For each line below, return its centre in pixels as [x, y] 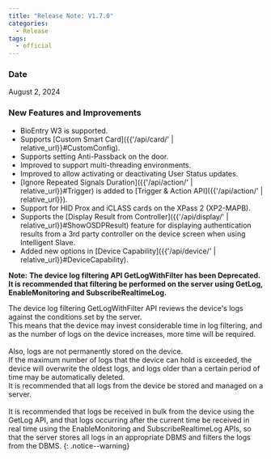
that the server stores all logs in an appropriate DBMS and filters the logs [129, 437]
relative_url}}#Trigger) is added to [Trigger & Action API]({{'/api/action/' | [142, 190]
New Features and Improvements [75, 113]
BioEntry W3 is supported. [64, 130]
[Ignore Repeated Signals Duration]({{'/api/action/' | [106, 182]
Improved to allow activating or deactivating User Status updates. [129, 173]
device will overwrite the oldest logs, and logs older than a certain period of [134, 368]
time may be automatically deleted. [67, 376]
